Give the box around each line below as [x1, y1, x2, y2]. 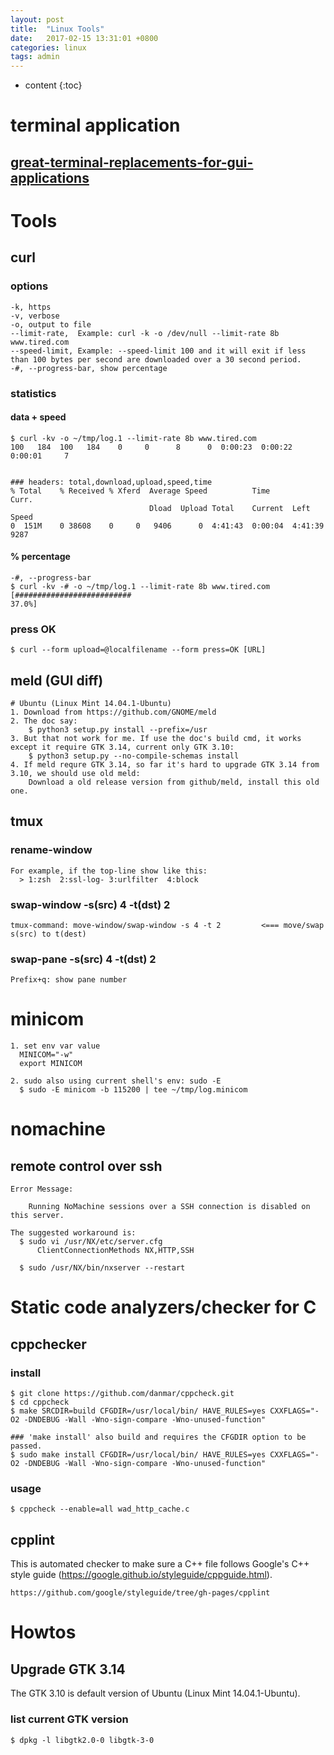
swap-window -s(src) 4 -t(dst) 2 [10, 897, 171, 911]
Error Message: [10, 1184, 74, 1195]
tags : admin [10, 52, 60, 62]
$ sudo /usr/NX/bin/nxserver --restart [19, 1263, 186, 1273]
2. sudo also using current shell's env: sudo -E [10, 1076, 222, 1086]
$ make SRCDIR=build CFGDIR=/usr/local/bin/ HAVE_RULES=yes [10, 1406, 267, 1416]
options [10, 279, 49, 293]
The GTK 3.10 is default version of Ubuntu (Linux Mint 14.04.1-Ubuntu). [10, 1687, 301, 1700]
